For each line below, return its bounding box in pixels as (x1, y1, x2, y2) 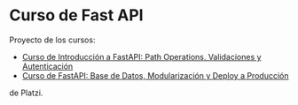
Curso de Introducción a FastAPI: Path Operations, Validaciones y (21, 51, 262, 62)
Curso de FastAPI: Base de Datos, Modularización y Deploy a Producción (21, 70, 289, 80)
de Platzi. (9, 87, 43, 98)
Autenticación (21, 61, 74, 71)
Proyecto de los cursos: (9, 34, 96, 45)
